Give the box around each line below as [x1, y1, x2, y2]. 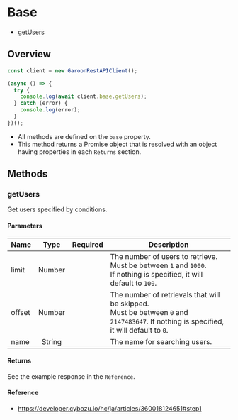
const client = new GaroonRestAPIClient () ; [7, 67, 138, 74]
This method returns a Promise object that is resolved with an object [17, 140, 217, 148]
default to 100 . [110, 278, 157, 288]
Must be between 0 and [110, 307, 189, 317]
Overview [7, 48, 52, 60]
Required [72, 239, 104, 249]
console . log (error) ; [20, 106, 81, 114]
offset [11, 307, 30, 317]
